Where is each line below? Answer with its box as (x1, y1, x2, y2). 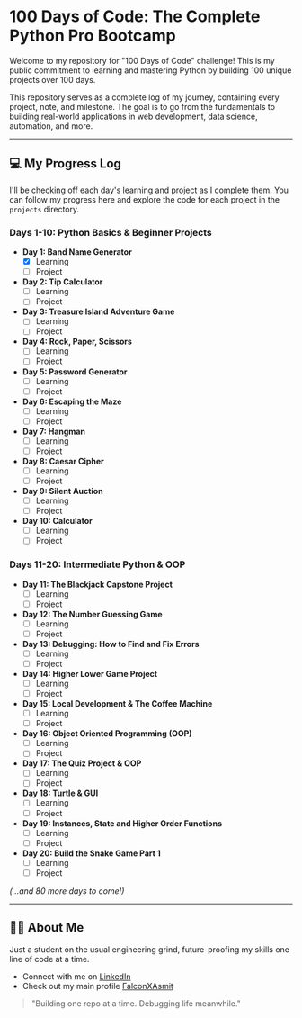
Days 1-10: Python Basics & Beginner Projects (9, 226, 213, 239)
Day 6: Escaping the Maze (22, 396, 122, 407)
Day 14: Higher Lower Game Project (22, 668, 158, 679)
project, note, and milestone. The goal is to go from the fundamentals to (9, 101, 276, 112)
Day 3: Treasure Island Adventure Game (22, 306, 175, 317)
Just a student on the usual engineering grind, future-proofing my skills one (9, 943, 290, 955)
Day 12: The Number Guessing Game (22, 608, 164, 619)
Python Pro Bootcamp (9, 25, 177, 46)
